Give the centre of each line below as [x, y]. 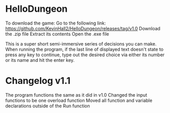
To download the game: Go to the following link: [56, 23]
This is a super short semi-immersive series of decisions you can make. [81, 43]
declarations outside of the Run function [48, 106]
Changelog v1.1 [38, 81]
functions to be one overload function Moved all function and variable [79, 100]
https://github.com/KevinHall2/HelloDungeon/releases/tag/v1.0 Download [83, 28]
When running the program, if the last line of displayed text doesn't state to [84, 49]
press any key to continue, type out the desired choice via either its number [85, 55]
